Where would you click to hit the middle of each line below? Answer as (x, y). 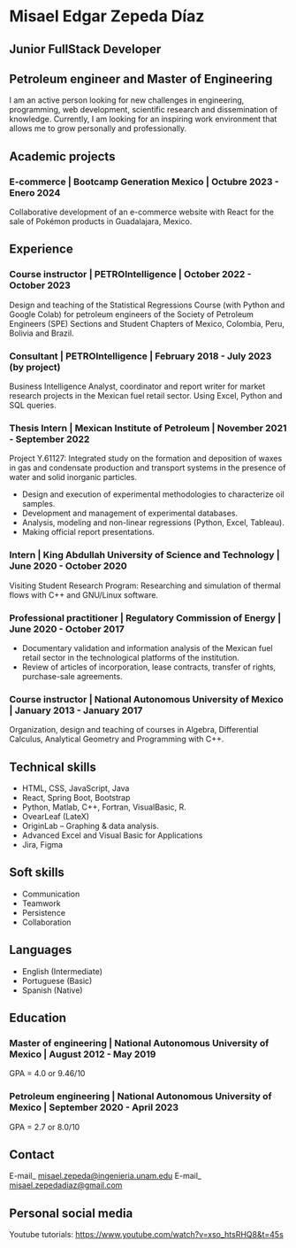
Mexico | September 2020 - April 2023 (94, 1107)
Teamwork (41, 903)
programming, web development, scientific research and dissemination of (144, 110)
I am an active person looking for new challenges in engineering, (127, 100)
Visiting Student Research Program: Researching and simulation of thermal (145, 585)
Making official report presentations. (88, 532)
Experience (41, 249)
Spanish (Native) (52, 990)
